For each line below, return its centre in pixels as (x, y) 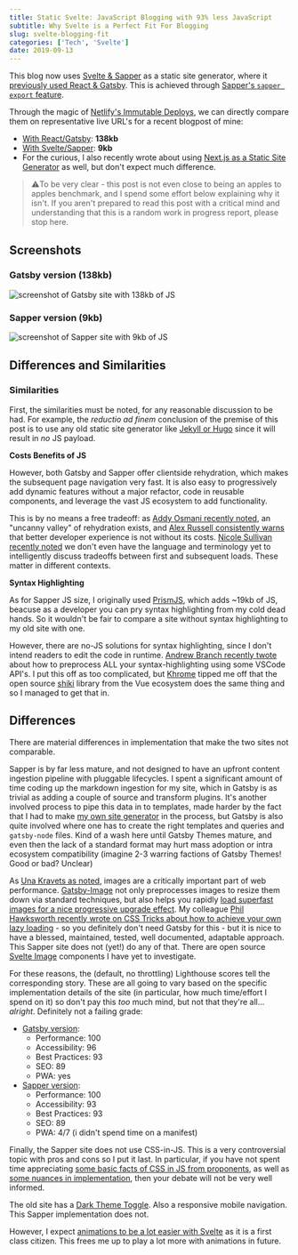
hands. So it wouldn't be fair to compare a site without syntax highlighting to (149, 618)
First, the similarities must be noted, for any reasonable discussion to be (141, 409)
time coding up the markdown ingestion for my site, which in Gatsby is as (143, 787)
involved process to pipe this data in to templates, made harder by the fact (145, 807)
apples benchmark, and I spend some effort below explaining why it (155, 194)
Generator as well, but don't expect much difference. (119, 167)
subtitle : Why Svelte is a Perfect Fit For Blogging (109, 26)
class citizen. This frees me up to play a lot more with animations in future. (145, 1241)
